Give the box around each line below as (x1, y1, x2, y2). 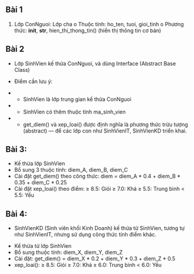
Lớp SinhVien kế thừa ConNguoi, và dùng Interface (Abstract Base (14, 59, 176, 67)
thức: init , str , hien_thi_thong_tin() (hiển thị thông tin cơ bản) (14, 27, 161, 34)
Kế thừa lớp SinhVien (14, 160, 66, 167)
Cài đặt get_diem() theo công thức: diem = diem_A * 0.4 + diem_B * (14, 172, 181, 180)
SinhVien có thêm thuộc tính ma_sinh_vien (23, 108, 126, 115)
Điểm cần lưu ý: (14, 77, 53, 85)
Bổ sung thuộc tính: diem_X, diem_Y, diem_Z (14, 249, 123, 256)
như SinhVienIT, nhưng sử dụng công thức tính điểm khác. (14, 231, 157, 238)
